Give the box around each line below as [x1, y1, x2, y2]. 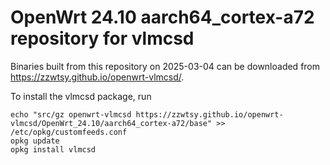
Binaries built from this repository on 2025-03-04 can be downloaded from [10, 60, 321, 72]
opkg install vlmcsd [10, 144, 97, 155]
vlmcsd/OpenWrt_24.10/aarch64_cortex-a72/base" [10, 118, 213, 128]
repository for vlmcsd [10, 27, 195, 50]
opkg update [10, 136, 60, 146]
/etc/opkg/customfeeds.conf [10, 127, 128, 137]
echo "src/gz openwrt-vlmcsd [10, 109, 132, 120]
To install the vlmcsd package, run [10, 90, 152, 102]
